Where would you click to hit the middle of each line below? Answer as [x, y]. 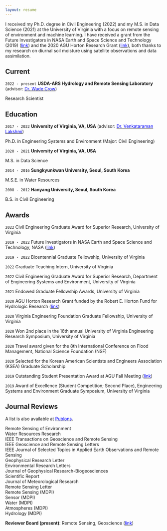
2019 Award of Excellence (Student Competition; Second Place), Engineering [83, 386]
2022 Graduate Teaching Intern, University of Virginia [59, 267]
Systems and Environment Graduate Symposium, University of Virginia [78, 391]
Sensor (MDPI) [20, 497]
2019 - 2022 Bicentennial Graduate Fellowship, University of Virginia [75, 257]
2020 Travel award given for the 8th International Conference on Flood [77, 346]
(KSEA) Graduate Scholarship [35, 366]
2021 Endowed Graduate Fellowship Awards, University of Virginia [73, 291]
